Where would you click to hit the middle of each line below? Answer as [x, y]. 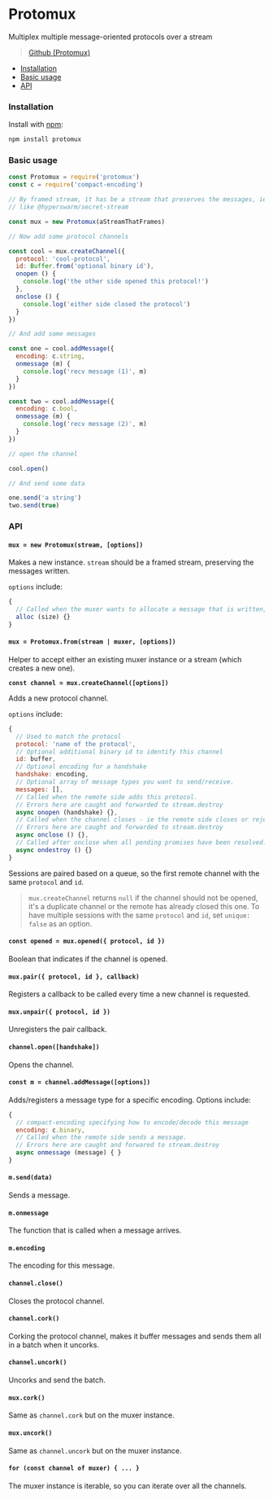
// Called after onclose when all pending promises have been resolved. [141, 843]
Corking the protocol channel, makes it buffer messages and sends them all [135, 1336]
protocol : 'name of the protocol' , [76, 744]
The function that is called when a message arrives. [95, 1230]
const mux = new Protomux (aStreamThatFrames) [87, 222]
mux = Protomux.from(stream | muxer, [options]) [92, 642]
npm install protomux [45, 139]
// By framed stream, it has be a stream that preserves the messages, [132, 200]
